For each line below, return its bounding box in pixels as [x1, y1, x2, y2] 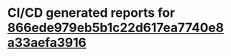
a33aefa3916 [7, 35, 87, 50]
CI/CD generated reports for [7, 5, 175, 21]
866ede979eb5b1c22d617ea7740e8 [7, 20, 224, 36]
